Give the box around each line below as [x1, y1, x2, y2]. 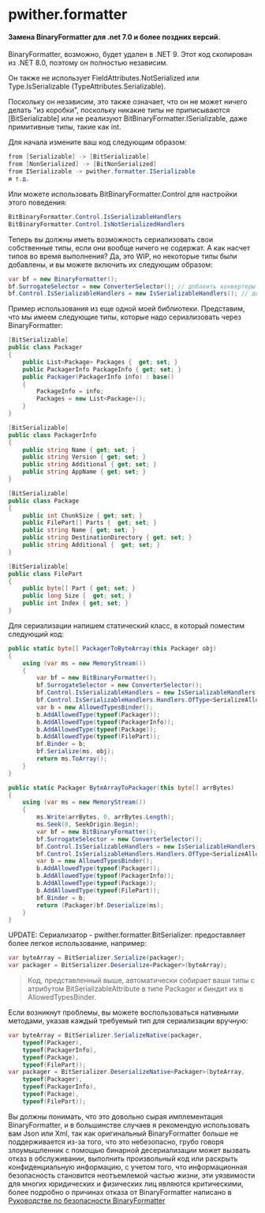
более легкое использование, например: [8, 939, 147, 948]
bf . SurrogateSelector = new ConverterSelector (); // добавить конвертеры [8, 282, 256, 290]
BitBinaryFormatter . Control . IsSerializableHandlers [8, 213, 181, 220]
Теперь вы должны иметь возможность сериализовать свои [8, 235, 214, 244]
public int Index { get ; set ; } [22, 599, 129, 608]
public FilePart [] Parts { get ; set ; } [22, 519, 157, 527]
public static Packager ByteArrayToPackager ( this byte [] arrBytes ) [8, 784, 235, 792]
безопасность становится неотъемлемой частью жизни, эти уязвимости [8, 1170, 256, 1180]
